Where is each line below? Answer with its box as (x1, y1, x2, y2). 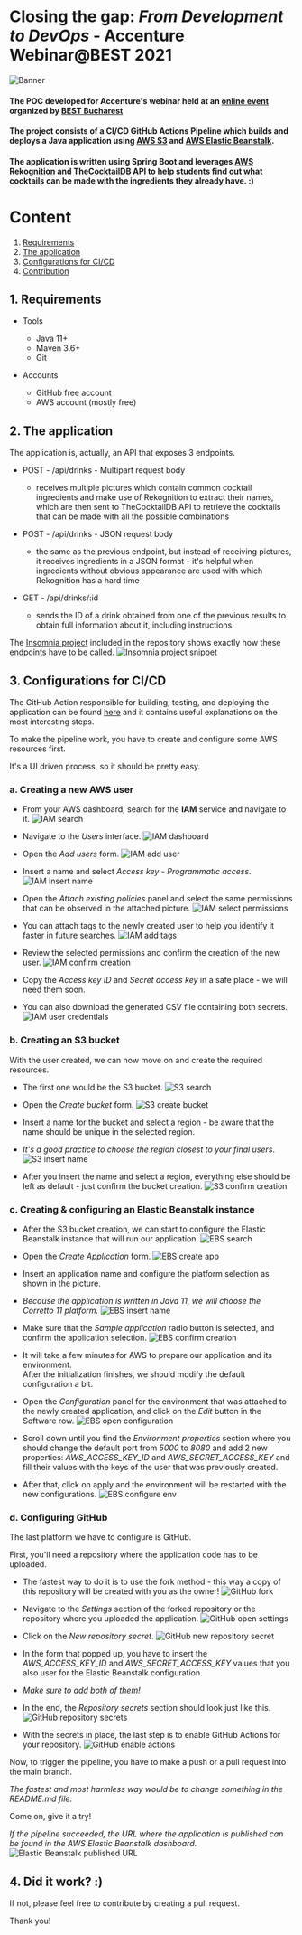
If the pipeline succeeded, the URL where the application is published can (9, 1828, 284, 1839)
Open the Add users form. (22, 848, 120, 860)
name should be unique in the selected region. (22, 1126, 196, 1137)
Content (9, 206, 72, 227)
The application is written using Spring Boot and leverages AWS (9, 156, 254, 166)
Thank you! (9, 1915, 51, 1927)
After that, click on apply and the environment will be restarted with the (22, 1478, 287, 1489)
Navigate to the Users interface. (22, 831, 142, 842)
